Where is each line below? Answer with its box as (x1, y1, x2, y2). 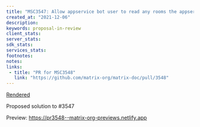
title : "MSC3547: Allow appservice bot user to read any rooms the (6, 8, 177, 15)
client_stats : (6, 31, 42, 37)
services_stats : (6, 47, 46, 53)
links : (6, 63, 23, 70)
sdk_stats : (6, 42, 33, 48)
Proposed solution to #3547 (6, 103, 74, 110)
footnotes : (6, 53, 33, 59)
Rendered (6, 91, 30, 99)
